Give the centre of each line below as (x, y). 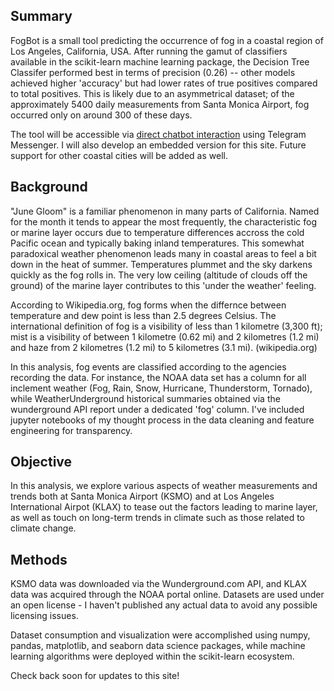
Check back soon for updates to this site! (95, 676)
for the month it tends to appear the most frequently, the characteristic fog (164, 221)
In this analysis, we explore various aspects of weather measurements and (164, 486)
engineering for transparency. (71, 430)
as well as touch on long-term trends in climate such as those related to (157, 518)
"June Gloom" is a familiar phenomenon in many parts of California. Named (165, 211)
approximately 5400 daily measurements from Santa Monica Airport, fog (160, 104)
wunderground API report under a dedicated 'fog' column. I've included (157, 409)
